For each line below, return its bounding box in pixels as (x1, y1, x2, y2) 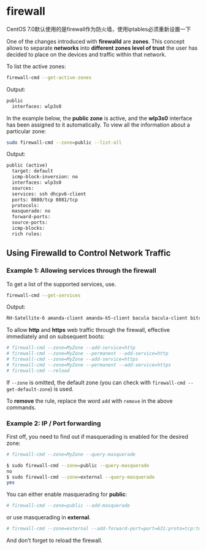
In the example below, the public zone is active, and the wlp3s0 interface (6, 114, 193, 122)
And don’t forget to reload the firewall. (6, 536, 103, 544)
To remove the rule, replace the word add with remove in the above (6, 397, 173, 404)
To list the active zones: (6, 63, 66, 70)
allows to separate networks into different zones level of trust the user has (6, 44, 198, 52)
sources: (12, 185, 34, 191)
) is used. (50, 385, 74, 393)
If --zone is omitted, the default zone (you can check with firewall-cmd (6, 379, 186, 386)
